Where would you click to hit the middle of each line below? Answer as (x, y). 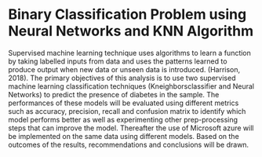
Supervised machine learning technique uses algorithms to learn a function (129, 53)
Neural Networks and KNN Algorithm (131, 31)
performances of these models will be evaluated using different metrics (124, 103)
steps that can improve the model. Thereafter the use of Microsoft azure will (131, 128)
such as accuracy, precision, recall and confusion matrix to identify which (127, 111)
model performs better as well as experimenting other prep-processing (123, 119)
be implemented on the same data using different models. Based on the (124, 136)
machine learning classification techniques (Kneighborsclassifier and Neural (131, 86)
